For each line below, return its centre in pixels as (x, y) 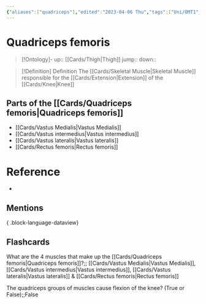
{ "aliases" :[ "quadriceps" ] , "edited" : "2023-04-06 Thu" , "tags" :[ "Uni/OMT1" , (104, 12)
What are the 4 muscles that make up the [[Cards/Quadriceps (84, 256)
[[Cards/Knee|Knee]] (48, 84)
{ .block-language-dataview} (43, 223)
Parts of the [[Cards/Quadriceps (69, 103)
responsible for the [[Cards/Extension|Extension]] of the (92, 78)
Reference (33, 172)
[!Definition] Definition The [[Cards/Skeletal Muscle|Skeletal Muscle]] (109, 71)
